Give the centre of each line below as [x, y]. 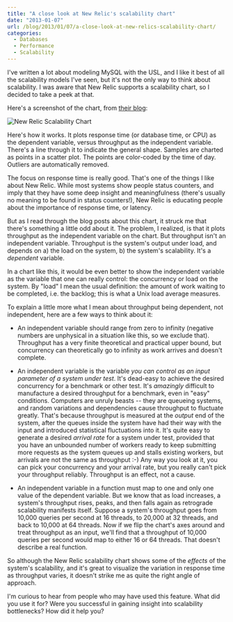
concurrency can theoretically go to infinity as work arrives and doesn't [120, 350]
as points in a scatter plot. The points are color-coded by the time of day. [112, 157]
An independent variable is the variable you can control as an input [113, 371]
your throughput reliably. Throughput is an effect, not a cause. [106, 475]
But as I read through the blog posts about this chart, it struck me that [107, 221]
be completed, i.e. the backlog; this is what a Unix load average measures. [114, 294]
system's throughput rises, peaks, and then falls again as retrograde [115, 502]
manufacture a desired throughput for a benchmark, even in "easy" [113, 393]
